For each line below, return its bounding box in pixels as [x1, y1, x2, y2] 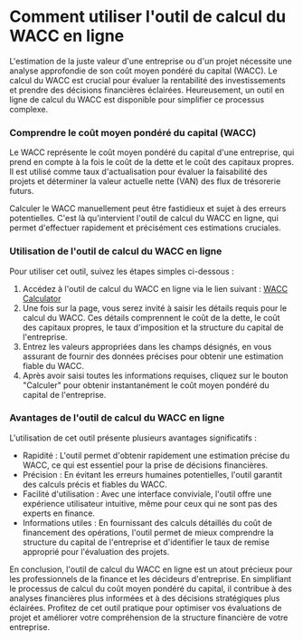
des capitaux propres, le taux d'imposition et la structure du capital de [22, 322, 284, 333]
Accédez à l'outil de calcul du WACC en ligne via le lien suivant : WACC [22, 283, 288, 294]
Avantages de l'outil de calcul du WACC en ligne [9, 412, 225, 424]
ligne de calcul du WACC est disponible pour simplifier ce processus [9, 93, 265, 105]
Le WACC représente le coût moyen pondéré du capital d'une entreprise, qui [9, 147, 295, 158]
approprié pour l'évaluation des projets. [22, 546, 170, 557]
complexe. [9, 103, 48, 114]
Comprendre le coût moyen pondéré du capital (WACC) [9, 126, 257, 139]
